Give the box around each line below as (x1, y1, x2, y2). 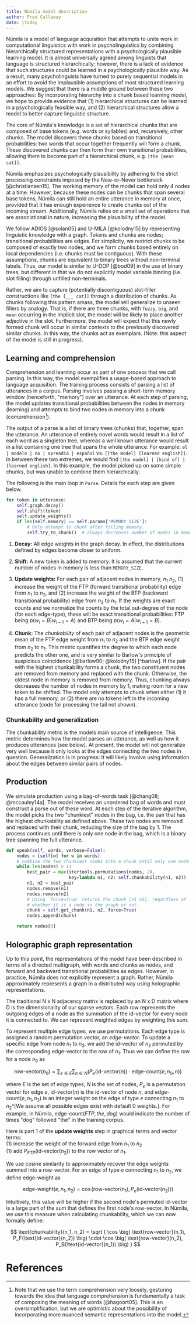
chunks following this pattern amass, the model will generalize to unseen (6, 299, 181, 306)
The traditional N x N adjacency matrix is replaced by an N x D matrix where (6, 997, 188, 1005)
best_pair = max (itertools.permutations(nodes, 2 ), (27, 869, 156, 875)
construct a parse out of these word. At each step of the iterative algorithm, (6, 805, 188, 812)
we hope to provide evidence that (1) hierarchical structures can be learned (6, 98, 187, 105)
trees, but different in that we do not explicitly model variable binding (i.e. (6, 269, 182, 276)
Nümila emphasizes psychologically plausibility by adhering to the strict (6, 170, 178, 178)
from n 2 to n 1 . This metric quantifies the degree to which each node (14, 643, 177, 652)
